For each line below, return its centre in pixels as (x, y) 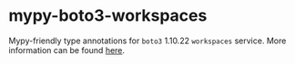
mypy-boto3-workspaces (108, 16)
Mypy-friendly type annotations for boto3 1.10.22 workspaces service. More (147, 41)
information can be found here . (66, 50)
